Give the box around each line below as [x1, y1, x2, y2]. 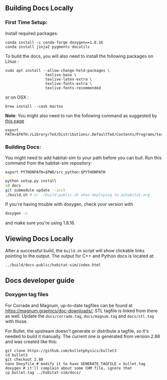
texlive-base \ [45, 72, 77, 77]
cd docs [5, 183, 21, 188]
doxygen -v [5, 211, 28, 216]
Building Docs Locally [5, 4, 74, 12]
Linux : [5, 58, 19, 64]
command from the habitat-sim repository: [5, 160, 92, 166]
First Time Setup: [5, 19, 48, 26]
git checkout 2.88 [5, 357, 43, 362]
